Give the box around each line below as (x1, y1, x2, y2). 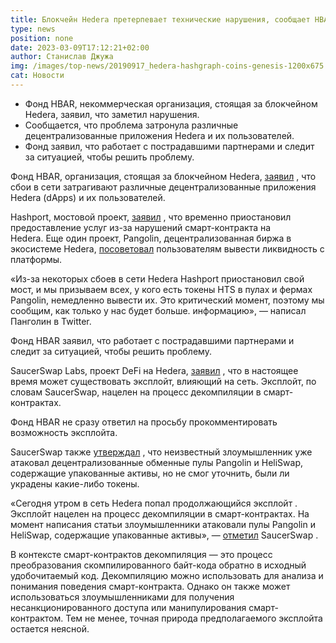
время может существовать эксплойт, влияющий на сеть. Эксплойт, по (10, 375, 317, 387)
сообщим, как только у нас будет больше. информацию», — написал (10, 304, 307, 316)
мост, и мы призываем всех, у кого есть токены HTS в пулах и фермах (10, 283, 313, 295)
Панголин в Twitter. (10, 315, 92, 327)
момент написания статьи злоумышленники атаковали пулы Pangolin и (10, 518, 316, 530)
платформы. (10, 253, 63, 265)
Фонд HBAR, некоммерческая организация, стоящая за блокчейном (24, 97, 318, 110)
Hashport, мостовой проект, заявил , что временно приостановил (10, 211, 292, 223)
